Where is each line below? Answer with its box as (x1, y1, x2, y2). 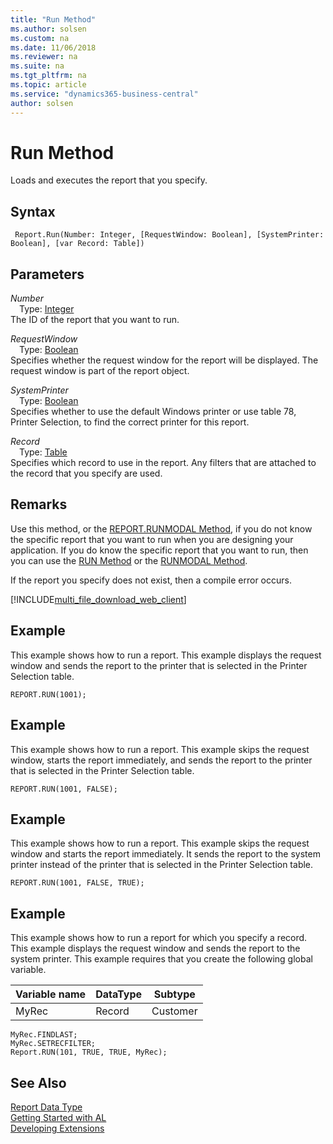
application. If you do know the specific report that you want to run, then (10, 544, 309, 556)
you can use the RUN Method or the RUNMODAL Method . (10, 554, 248, 566)
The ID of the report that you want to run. (10, 314, 180, 326)
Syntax (10, 203, 56, 220)
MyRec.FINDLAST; (10, 1030, 78, 1040)
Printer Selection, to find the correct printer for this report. (10, 416, 250, 428)
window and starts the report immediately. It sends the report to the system (10, 848, 321, 860)
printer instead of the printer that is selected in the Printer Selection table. (10, 859, 314, 871)
